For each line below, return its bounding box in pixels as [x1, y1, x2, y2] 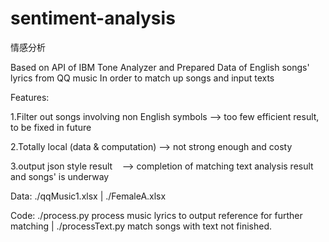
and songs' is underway [10, 170, 110, 182]
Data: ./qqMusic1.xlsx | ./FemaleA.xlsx [10, 190, 167, 202]
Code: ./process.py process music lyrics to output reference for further [10, 209, 303, 221]
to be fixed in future [10, 121, 92, 133]
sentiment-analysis [10, 7, 176, 30]
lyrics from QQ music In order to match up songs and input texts [10, 72, 275, 84]
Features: [10, 91, 50, 103]
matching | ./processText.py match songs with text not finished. [10, 220, 273, 232]
